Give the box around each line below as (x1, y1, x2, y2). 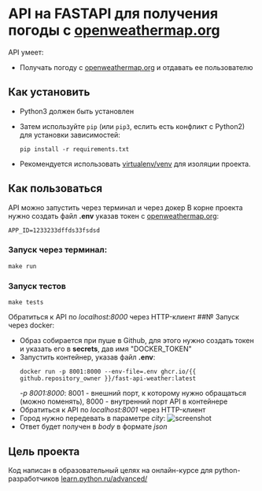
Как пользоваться (8, 182, 103, 195)
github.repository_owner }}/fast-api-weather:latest (19, 375, 197, 382)
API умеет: (8, 47, 44, 57)
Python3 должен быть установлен (19, 106, 135, 116)
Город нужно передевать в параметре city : (19, 414, 166, 423)
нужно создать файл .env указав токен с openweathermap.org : (8, 211, 220, 220)
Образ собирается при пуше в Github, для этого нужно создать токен (19, 336, 254, 345)
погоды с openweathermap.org (8, 21, 220, 39)
